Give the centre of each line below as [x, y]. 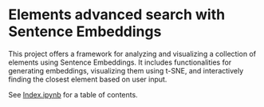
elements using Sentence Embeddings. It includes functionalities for [120, 62]
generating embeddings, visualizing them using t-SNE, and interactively [126, 70]
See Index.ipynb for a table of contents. [73, 94]
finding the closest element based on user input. [88, 79]
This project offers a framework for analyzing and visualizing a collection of [132, 53]
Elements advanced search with [117, 15]
